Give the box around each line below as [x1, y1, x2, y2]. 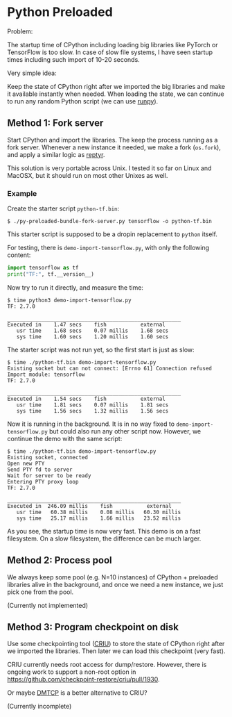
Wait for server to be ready [7, 472, 91, 479]
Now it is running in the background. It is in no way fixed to [7, 420, 175, 428]
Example [7, 188, 37, 198]
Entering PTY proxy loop [7, 478, 79, 485]
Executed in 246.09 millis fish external [7, 502, 172, 509]
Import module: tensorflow [7, 371, 85, 378]
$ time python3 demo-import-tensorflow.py [7, 297, 132, 304]
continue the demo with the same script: [7, 434, 123, 443]
